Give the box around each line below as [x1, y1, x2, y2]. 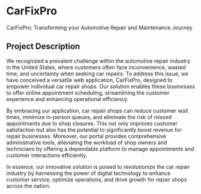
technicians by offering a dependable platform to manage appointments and [6, 145, 194, 152]
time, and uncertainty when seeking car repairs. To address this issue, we [6, 70, 189, 77]
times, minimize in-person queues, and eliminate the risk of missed [6, 113, 172, 120]
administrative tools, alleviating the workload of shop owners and [6, 139, 167, 146]
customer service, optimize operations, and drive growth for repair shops [6, 175, 187, 183]
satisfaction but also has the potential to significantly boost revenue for [6, 126, 182, 133]
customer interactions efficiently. [6, 151, 88, 159]
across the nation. [6, 182, 51, 189]
